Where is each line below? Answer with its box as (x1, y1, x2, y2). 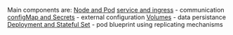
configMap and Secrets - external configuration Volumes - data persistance (7, 13, 227, 21)
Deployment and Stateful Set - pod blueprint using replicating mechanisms (7, 21, 223, 28)
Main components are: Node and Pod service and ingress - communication (7, 6, 225, 14)
